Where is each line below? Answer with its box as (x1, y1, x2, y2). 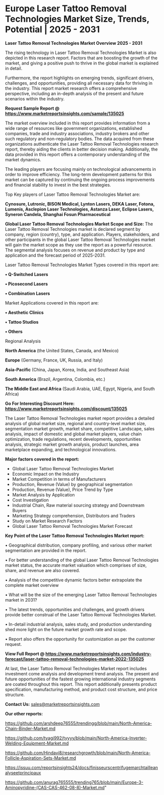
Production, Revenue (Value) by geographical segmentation (12, 481, 133, 487)
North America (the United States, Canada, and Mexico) (5, 347, 119, 353)
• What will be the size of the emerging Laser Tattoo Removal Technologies (5, 591, 157, 598)
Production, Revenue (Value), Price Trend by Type (12, 487, 114, 492)
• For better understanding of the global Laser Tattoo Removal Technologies (5, 557, 159, 563)
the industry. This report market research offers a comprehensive (5, 85, 137, 91)
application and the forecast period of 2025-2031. (5, 252, 106, 258)
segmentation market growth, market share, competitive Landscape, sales (5, 426, 155, 431)
